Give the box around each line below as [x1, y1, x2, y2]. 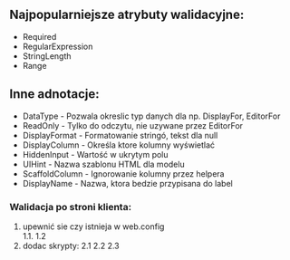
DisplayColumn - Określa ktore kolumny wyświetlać [22, 140, 216, 150]
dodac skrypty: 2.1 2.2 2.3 [22, 240, 120, 251]
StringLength [22, 50, 72, 62]
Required [22, 31, 57, 42]
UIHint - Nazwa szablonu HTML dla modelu [22, 159, 185, 169]
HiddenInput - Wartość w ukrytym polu [22, 149, 169, 159]
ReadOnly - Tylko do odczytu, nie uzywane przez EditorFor [22, 120, 243, 130]
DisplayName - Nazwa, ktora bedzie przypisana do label [22, 178, 233, 188]
